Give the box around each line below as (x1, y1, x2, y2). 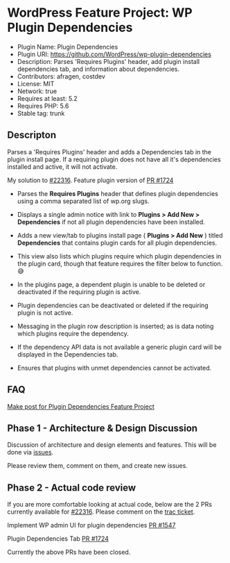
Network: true (17, 87, 57, 95)
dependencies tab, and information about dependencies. (17, 65, 180, 73)
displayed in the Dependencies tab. (17, 350, 118, 359)
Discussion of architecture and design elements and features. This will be (7, 441, 217, 449)
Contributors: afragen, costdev (17, 72, 106, 81)
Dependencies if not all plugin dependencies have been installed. (17, 218, 206, 226)
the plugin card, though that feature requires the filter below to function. (17, 259, 223, 268)
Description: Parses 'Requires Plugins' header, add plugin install (17, 57, 200, 65)
